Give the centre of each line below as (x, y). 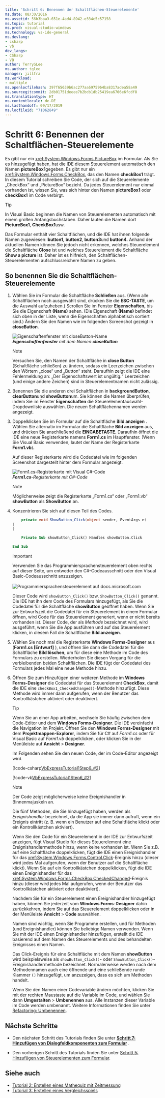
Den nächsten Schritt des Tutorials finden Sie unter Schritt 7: (74, 1038)
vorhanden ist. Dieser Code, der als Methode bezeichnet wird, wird (80, 622)
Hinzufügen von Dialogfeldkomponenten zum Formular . (71, 1043)
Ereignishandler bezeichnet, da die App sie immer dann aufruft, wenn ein (86, 816)
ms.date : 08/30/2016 (26, 14)
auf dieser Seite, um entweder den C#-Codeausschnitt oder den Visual (84, 571)
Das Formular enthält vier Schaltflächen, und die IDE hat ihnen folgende (77, 234)
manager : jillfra (23, 74)
